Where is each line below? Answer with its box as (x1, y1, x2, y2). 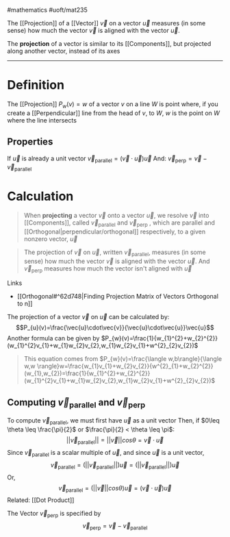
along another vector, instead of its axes (7, 47, 120, 55)
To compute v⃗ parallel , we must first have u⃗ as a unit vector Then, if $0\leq (7, 416, 220, 427)
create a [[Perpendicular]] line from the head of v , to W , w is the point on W (7, 109, 220, 117)
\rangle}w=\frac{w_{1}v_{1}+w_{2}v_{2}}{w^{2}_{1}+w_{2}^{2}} (36, 362, 214, 371)
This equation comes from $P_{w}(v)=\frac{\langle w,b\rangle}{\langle (23, 355, 222, 363)
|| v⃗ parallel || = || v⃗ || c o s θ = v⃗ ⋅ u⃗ (66, 436, 164, 446)
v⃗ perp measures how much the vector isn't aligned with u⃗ (23, 264, 192, 274)
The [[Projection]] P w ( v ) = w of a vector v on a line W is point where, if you (7, 99, 218, 110)
